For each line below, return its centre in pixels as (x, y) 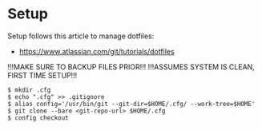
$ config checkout (38, 118)
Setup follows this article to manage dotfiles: (81, 36)
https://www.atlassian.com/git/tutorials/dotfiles (97, 51)
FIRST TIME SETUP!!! (42, 75)
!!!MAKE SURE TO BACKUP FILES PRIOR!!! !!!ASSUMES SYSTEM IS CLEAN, (131, 67)
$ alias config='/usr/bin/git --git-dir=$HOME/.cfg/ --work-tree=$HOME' (131, 104)
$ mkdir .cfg (29, 90)
